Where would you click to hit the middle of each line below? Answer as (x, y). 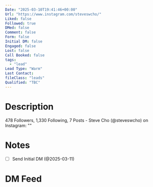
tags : (11, 60)
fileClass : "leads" (25, 78)
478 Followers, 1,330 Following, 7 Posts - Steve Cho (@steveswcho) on (76, 120)
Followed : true (21, 23)
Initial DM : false (24, 42)
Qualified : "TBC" (23, 82)
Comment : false (21, 32)
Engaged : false (21, 46)
